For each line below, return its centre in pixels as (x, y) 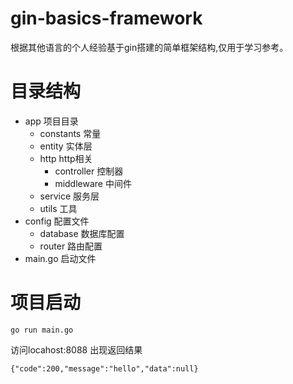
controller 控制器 (89, 171)
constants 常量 (70, 133)
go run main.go (42, 330)
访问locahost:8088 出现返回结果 (76, 349)
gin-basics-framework (106, 18)
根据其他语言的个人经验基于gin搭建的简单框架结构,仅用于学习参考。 (149, 47)
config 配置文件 (57, 221)
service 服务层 (69, 196)
